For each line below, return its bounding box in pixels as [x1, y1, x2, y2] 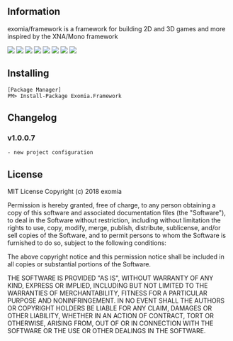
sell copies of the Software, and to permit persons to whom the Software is [7, 231, 227, 240]
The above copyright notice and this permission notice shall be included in [7, 252, 225, 261]
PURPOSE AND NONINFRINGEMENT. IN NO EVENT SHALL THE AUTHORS [7, 296, 225, 305]
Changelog [7, 112, 57, 124]
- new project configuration [7, 149, 93, 156]
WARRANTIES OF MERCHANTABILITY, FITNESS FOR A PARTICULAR [7, 289, 208, 298]
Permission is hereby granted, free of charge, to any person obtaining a [7, 201, 216, 210]
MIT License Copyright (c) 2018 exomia [7, 188, 123, 196]
